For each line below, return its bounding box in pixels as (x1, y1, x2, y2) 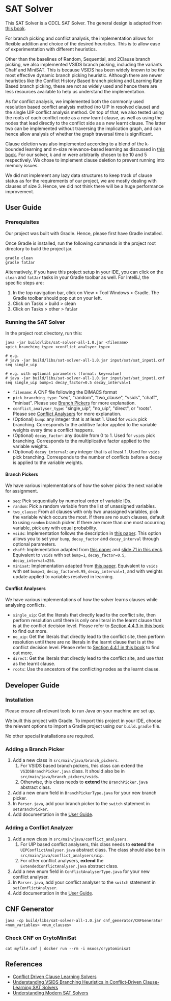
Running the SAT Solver (5, 318, 65, 325)
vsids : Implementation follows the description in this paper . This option (12, 530, 161, 536)
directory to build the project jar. (5, 245, 73, 251)
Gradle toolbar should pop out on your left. (12, 295, 102, 301)
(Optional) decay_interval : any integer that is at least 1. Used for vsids (12, 448, 160, 454)
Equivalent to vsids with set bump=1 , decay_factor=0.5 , (12, 552, 126, 558)
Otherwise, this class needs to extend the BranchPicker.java (20, 779, 148, 785)
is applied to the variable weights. (12, 459, 83, 466)
